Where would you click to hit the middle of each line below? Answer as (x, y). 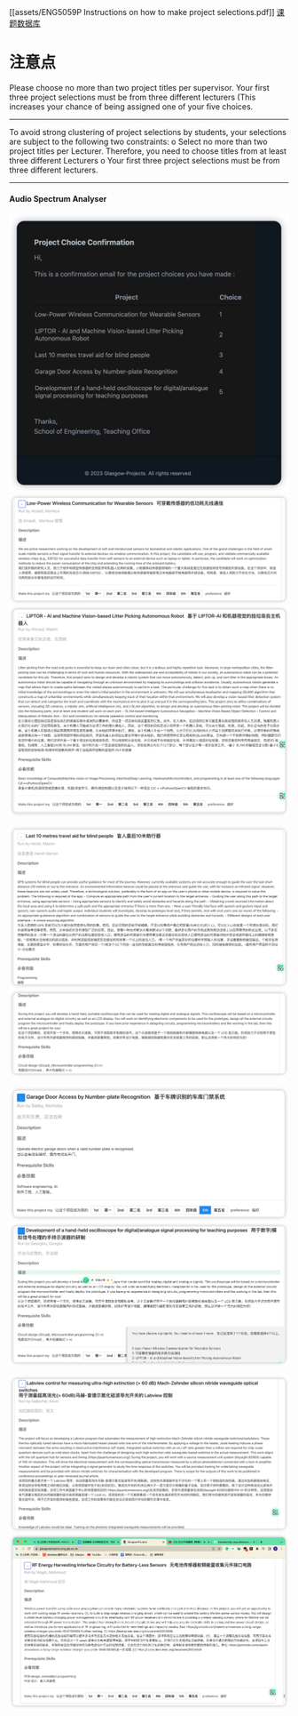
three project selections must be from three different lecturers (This (133, 97)
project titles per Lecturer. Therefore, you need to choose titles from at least (148, 151)
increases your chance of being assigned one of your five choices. (131, 106)
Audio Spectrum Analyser (58, 198)
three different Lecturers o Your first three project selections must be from (145, 160)
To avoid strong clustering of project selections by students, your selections (148, 132)
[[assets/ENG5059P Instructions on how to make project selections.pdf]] (142, 12)
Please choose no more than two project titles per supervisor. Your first (140, 87)
